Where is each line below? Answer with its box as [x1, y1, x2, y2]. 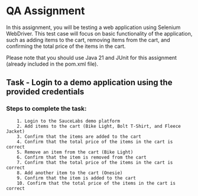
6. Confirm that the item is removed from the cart [17, 154, 147, 160]
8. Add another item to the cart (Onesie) [17, 170, 123, 176]
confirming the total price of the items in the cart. [6, 43, 126, 50]
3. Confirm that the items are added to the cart [17, 133, 142, 140]
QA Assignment [6, 4, 85, 18]
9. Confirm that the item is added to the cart [17, 175, 136, 181]
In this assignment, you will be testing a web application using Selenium [6, 24, 181, 31]
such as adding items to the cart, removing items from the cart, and [6, 36, 170, 43]
